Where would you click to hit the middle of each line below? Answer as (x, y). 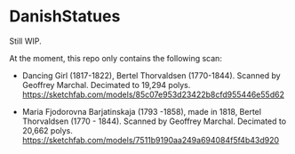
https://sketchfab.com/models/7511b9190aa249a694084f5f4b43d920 (151, 140)
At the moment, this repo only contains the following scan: (116, 58)
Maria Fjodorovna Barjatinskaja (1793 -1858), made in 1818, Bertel (142, 111)
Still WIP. (25, 41)
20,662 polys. (48, 130)
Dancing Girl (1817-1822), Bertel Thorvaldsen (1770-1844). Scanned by (151, 75)
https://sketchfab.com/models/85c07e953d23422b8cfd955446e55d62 (153, 94)
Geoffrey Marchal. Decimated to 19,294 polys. (106, 85)
